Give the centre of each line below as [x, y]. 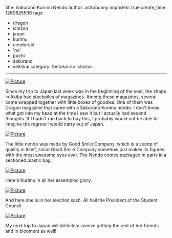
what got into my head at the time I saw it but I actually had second [76, 113]
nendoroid [24, 45]
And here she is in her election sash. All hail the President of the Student [81, 200]
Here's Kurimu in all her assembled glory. [49, 180]
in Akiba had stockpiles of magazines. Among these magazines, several [81, 97]
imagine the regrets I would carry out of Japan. [55, 124]
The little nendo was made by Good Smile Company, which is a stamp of [82, 144]
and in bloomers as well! [31, 231]
